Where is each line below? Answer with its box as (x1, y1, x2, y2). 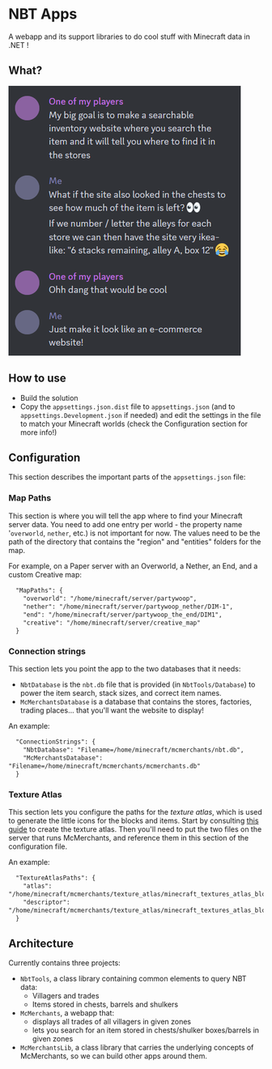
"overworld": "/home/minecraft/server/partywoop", (23, 594, 198, 603)
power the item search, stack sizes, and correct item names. (19, 688, 222, 697)
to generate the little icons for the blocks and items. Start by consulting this (8, 816, 259, 826)
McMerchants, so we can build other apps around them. (19, 1051, 208, 1061)
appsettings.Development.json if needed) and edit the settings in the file (19, 410, 261, 420)
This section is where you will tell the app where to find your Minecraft (8, 511, 243, 521)
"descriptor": (23, 898, 70, 907)
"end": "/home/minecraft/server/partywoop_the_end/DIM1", (23, 611, 223, 619)
